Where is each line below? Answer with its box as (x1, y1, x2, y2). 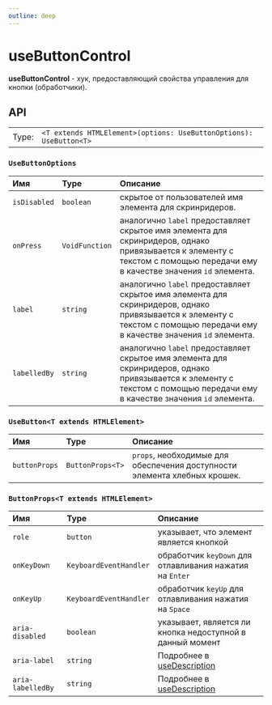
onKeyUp (12, 594, 42, 604)
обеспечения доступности (132, 459, 237, 470)
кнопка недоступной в (157, 626, 247, 638)
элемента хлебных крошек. (132, 469, 241, 481)
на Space (157, 604, 190, 615)
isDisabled (12, 197, 54, 206)
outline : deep (8, 11, 57, 20)
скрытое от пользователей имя (120, 191, 244, 202)
